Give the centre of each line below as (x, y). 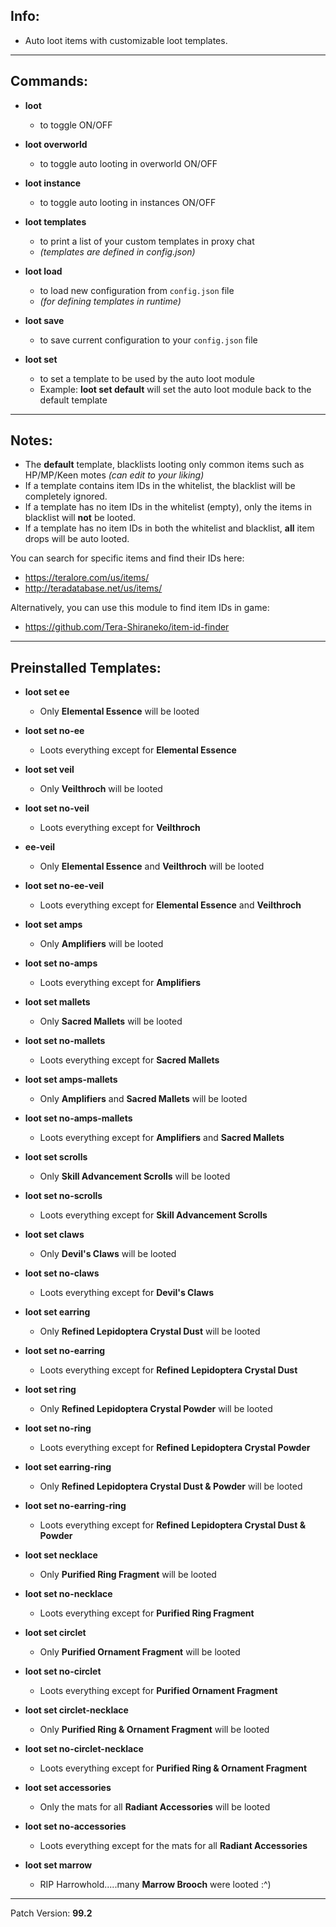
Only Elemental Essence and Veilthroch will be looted (152, 866)
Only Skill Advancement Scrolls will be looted (135, 1176)
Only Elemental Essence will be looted (119, 711)
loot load (43, 271)
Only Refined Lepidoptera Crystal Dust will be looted (150, 1331)
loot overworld (56, 144)
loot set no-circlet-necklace (84, 1749)
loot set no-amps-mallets (78, 1118)
